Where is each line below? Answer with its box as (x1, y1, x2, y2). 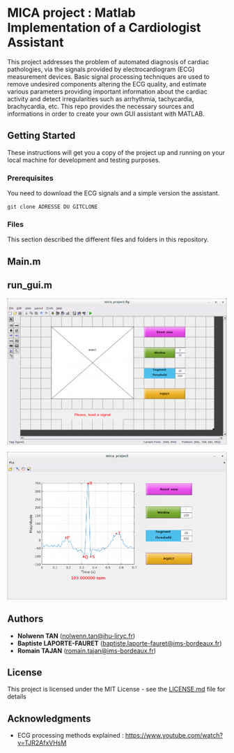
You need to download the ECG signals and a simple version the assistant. (7, 189, 220, 197)
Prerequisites (7, 173, 54, 183)
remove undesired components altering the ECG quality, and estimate (7, 80, 207, 88)
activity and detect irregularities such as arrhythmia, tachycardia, (7, 94, 194, 103)
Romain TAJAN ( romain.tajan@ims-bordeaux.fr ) (17, 646, 157, 655)
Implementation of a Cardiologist (7, 20, 201, 36)
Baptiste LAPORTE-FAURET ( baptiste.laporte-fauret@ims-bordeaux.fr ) (17, 639, 222, 647)
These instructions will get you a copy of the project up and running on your (7, 148, 225, 156)
